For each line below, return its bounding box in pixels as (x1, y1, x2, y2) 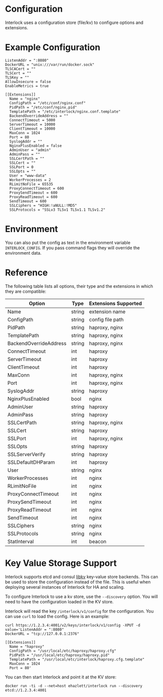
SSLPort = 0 (9, 164, 34, 169)
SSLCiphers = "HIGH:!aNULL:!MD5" (9, 203, 77, 208)
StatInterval (7, 538, 34, 545)
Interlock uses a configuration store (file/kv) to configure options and (5, 20, 144, 25)
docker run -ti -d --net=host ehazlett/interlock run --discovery (5, 683, 143, 688)
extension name (89, 308, 126, 315)
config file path (89, 316, 124, 323)
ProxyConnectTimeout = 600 (9, 186, 64, 191)
